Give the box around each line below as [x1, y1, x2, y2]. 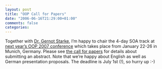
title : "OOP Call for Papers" [5, 12, 67, 16]
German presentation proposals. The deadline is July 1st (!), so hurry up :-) [5, 59, 155, 65]
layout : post [5, 7, 32, 12]
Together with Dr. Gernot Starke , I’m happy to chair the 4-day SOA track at [5, 38, 155, 44]
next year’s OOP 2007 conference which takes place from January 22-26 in [5, 43, 157, 49]
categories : [5, 25, 29, 30]
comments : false [5, 20, 38, 26]
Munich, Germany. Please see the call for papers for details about [5, 49, 137, 55]
